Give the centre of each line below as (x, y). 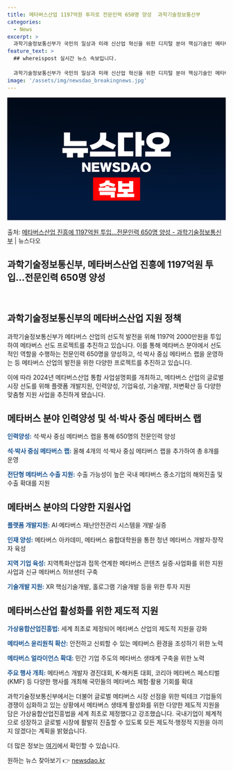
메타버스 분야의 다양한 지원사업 (69, 507)
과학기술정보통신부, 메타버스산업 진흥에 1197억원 (105, 265)
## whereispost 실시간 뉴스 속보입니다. (65, 59)
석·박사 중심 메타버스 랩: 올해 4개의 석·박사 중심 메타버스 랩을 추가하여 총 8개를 (113, 451)
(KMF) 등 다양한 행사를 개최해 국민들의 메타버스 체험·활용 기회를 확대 (100, 682)
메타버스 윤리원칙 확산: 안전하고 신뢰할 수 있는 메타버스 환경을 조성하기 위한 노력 (115, 643)
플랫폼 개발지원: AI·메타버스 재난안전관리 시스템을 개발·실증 (87, 525)
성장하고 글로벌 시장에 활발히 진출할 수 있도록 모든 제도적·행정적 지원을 (115, 722)
